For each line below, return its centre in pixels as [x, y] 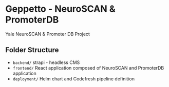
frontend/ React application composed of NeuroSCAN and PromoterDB [88, 68]
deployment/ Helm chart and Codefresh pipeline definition [74, 79]
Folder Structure [32, 50]
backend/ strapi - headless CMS [46, 62]
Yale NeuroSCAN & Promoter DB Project [48, 34]
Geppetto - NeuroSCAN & [60, 9]
